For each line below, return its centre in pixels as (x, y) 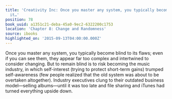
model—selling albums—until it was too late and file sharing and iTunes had (85, 85)
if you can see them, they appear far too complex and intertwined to (77, 58)
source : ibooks (21, 34)
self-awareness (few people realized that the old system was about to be (82, 75)
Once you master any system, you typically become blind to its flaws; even (84, 53)
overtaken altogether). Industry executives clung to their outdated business (85, 80)
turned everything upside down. (39, 91)
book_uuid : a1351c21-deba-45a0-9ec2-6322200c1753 (59, 24)
